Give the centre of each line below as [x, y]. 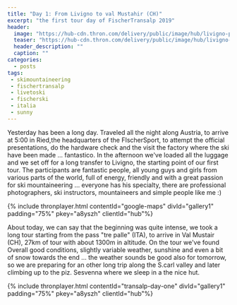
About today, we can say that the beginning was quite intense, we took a [113, 227]
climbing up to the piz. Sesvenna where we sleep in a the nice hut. [103, 272]
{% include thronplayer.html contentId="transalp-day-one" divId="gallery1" [116, 286]
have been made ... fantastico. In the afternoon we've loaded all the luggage [118, 155]
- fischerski [30, 100]
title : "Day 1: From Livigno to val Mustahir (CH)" [85, 14]
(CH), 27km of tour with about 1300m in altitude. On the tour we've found [114, 242]
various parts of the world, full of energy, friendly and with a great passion [115, 177]
